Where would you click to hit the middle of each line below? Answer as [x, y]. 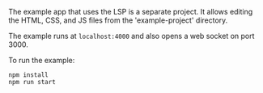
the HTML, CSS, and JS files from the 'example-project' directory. [118, 20]
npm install [28, 75]
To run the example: [42, 60]
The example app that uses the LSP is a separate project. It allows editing [131, 12]
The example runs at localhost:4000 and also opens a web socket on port [131, 36]
